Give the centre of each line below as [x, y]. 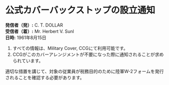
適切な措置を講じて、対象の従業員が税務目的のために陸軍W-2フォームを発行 [84, 71]
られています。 [28, 60]
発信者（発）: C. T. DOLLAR [34, 25]
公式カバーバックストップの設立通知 [80, 10]
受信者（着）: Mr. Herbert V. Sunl [40, 31]
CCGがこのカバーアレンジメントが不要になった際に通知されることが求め [88, 54]
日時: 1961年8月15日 [26, 37]
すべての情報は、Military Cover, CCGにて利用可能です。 [70, 48]
